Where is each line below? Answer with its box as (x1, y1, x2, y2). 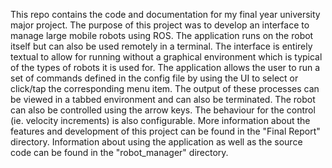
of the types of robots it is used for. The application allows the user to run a (10, 62, 321, 73)
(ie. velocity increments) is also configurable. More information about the (10, 115, 311, 126)
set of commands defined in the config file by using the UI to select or (10, 72, 299, 84)
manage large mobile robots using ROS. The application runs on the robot (10, 30, 314, 41)
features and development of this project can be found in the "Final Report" (10, 125, 321, 137)
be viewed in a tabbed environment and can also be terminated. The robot (10, 94, 316, 105)
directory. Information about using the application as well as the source (10, 136, 303, 148)
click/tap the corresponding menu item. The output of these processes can (10, 83, 320, 94)
